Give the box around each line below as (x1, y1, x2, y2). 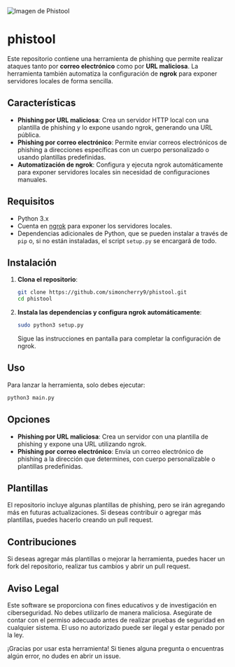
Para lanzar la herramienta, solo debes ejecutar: (7, 380, 145, 389)
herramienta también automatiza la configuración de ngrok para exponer (7, 69, 218, 78)
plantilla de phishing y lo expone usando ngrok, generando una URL (17, 123, 213, 132)
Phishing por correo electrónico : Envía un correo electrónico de (17, 447, 204, 455)
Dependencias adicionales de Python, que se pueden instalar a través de (17, 229, 228, 238)
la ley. (7, 631, 24, 639)
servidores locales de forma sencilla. (7, 76, 113, 85)
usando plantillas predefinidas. (17, 153, 106, 161)
